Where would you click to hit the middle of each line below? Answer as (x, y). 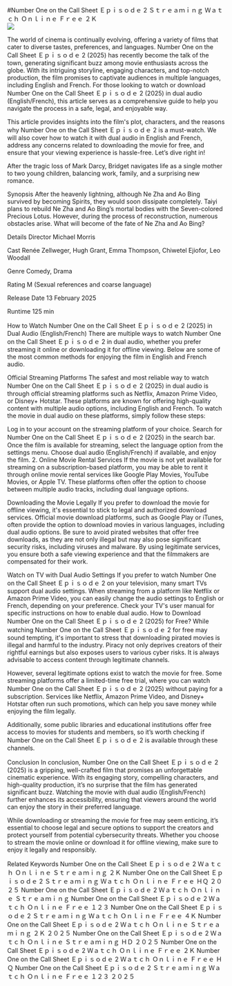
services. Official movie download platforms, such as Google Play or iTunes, (115, 517)
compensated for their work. (48, 562)
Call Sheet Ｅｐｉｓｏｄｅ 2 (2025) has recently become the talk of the (108, 55)
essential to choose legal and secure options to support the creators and (110, 827)
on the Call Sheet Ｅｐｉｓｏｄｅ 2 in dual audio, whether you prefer (104, 342)
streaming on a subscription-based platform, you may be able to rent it (108, 467)
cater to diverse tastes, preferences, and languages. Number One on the (110, 47)
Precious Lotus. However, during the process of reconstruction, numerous (113, 216)
